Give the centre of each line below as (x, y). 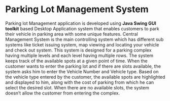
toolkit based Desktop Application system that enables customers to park (82, 28)
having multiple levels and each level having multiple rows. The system (79, 55)
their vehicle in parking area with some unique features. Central (72, 34)
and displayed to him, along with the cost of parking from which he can (80, 82)
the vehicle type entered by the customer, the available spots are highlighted (85, 77)
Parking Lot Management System (77, 9)
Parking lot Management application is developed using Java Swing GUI (81, 23)
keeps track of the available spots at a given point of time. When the (77, 61)
